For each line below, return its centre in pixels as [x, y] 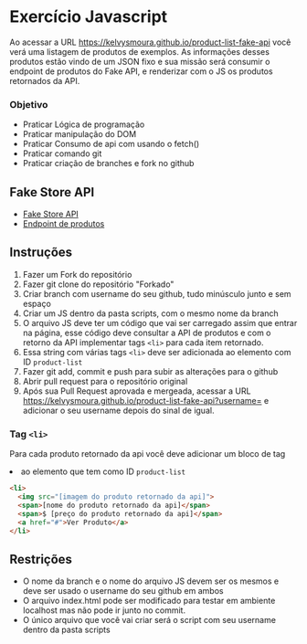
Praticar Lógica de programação [84, 124]
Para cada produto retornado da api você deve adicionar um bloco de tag [148, 454]
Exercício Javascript [89, 17]
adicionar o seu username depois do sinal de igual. [118, 410]
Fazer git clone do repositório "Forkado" [98, 284]
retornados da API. [45, 80]
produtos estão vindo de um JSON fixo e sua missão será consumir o [140, 61]
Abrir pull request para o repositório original [105, 381]
